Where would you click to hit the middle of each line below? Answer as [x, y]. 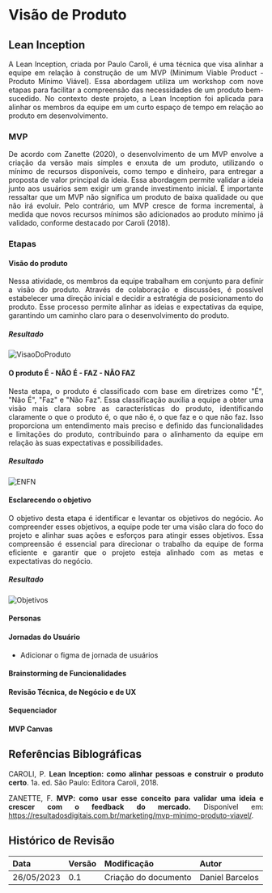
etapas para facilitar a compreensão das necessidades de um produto [126, 90]
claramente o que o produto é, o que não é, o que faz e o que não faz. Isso [136, 417]
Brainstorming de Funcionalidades [68, 674]
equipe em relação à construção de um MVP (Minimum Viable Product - [136, 73]
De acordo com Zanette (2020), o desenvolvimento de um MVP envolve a [136, 154]
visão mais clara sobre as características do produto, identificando [136, 408]
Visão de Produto [68, 15]
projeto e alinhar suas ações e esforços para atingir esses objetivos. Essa [136, 535]
